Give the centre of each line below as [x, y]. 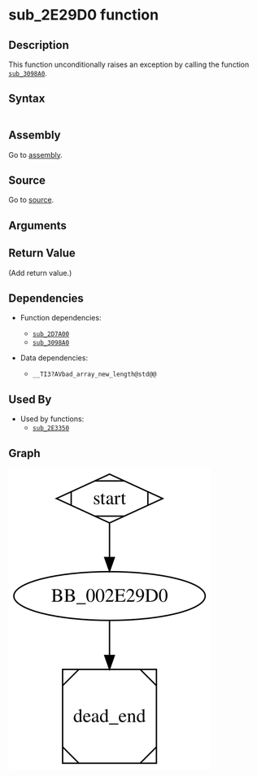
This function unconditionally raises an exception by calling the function [129, 64]
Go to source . [31, 200]
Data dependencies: [54, 358]
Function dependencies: [61, 318]
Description [39, 45]
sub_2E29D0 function [84, 15]
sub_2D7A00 [51, 334]
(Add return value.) [40, 272]
